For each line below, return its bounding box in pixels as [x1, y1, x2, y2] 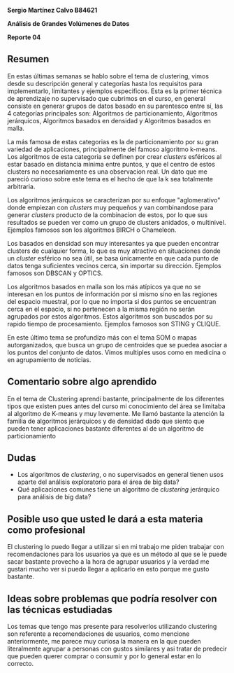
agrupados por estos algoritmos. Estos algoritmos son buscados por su [7, 312, 213, 321]
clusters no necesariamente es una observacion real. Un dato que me [7, 167, 207, 176]
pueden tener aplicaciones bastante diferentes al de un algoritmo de [7, 424, 204, 433]
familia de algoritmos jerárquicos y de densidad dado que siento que [7, 417, 205, 425]
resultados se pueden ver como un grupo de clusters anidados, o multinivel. [7, 218, 226, 226]
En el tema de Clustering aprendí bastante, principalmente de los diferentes [7, 394, 225, 403]
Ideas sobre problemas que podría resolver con [7, 592, 218, 604]
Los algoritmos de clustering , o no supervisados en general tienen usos [17, 471, 224, 479]
